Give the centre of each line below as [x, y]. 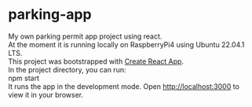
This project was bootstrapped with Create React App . [96, 61]
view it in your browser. [46, 94]
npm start [24, 78]
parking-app [50, 15]
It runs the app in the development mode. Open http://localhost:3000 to [124, 86]
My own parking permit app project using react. [85, 36]
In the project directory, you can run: [67, 69]
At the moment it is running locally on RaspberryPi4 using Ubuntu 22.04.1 [126, 44]
